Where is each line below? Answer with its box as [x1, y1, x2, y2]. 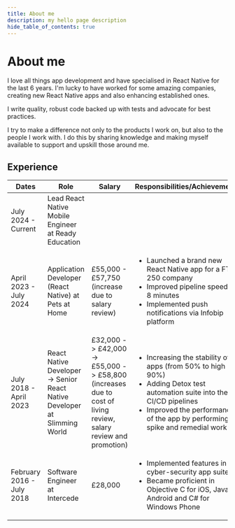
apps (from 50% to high [146, 362, 226, 371]
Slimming [47, 418, 78, 428]
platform [146, 317, 175, 327]
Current [10, 224, 36, 234]
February [10, 467, 41, 477]
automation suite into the [146, 387, 229, 397]
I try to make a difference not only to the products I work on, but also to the [7, 126, 224, 134]
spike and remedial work [146, 422, 227, 432]
